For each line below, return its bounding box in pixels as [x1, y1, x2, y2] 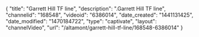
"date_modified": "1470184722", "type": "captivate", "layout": [5, 18, 157, 24]
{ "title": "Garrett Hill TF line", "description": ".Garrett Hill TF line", [5, 5, 166, 12]
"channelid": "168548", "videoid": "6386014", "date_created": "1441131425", [5, 11, 194, 18]
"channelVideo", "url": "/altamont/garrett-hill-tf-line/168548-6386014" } [5, 24, 183, 31]
